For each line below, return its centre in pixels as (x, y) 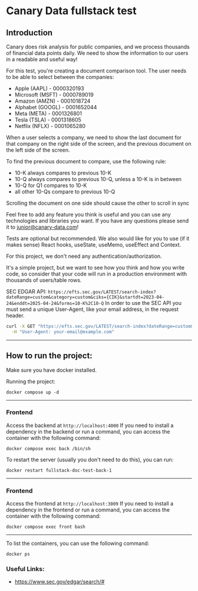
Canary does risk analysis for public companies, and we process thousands (98, 47)
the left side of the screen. (38, 150)
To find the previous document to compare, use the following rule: (86, 161)
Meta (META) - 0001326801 (48, 114)
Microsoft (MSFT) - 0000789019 (54, 95)
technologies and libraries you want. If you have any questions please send (98, 221)
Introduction (29, 33)
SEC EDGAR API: (27, 291)
